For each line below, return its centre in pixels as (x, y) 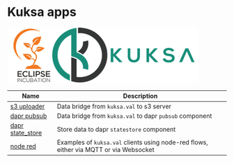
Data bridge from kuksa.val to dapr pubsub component (134, 116)
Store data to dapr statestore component (116, 129)
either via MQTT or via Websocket (106, 150)
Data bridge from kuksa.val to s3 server (114, 106)
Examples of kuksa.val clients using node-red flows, (133, 142)
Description (140, 96)
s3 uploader (28, 106)
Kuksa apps (42, 12)
